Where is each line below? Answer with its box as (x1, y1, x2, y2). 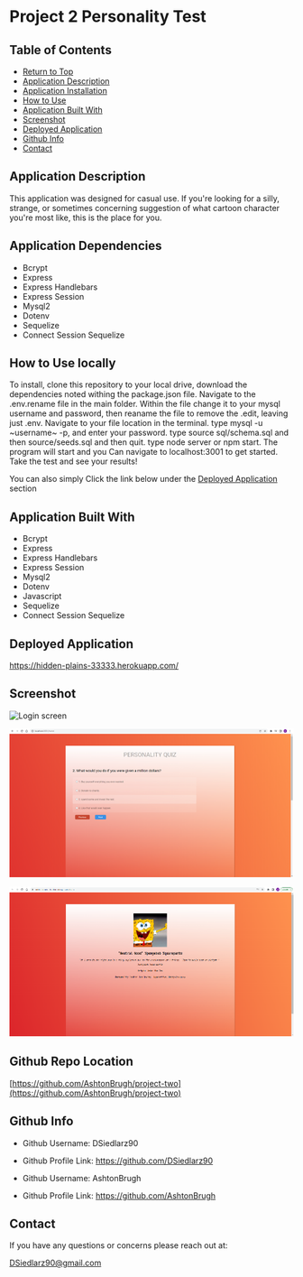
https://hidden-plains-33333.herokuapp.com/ (9, 661, 179, 671)
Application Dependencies (9, 238, 162, 254)
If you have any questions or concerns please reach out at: (9, 1240, 228, 1251)
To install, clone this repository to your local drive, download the (9, 379, 248, 390)
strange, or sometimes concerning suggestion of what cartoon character (9, 202, 280, 213)
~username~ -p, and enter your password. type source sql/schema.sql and (9, 427, 289, 439)
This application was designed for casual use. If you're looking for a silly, (9, 192, 280, 204)
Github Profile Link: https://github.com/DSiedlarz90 (22, 1155, 214, 1166)
